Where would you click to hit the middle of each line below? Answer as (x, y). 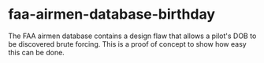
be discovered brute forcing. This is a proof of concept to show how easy (127, 44)
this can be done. (36, 52)
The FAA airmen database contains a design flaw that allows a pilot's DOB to (132, 36)
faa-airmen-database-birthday (112, 14)
